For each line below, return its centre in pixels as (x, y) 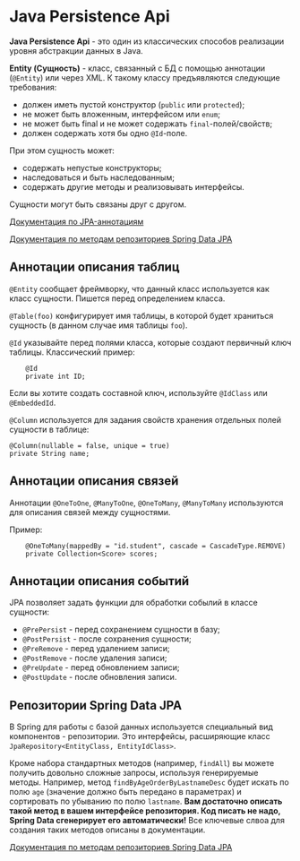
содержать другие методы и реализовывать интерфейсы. (133, 186)
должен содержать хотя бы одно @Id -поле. (105, 133)
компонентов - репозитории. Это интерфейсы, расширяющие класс (140, 736)
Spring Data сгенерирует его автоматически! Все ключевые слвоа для (147, 821)
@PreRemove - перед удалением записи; (96, 649)
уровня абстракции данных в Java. (76, 50)
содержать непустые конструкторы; (92, 168)
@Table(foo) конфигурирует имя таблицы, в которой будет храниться (141, 315)
